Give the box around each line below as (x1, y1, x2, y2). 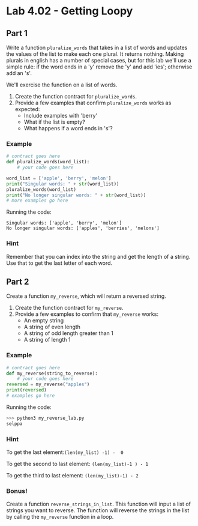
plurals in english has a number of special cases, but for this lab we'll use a (6, 57, 192, 64)
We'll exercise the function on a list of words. (6, 81, 118, 88)
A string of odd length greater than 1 (23, 330, 114, 337)
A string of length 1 (23, 336, 71, 343)
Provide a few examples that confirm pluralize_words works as (14, 99, 172, 106)
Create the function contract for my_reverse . (14, 304, 124, 312)
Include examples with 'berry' (23, 112, 98, 119)
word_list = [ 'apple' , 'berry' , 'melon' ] (6, 175, 112, 181)
